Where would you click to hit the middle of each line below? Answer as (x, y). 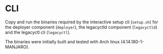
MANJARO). (17, 47)
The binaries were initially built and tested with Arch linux (62, 41)
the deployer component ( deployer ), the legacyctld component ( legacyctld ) (81, 27)
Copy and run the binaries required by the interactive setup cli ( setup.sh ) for (82, 22)
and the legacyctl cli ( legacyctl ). (38, 32)
